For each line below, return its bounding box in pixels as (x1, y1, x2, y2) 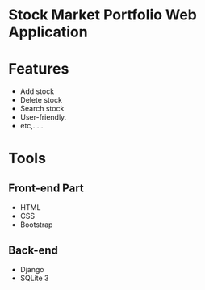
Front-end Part (8, 181, 85, 195)
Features (8, 60, 69, 78)
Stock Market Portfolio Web (8, 6, 198, 24)
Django (19, 264, 44, 274)
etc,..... (19, 121, 44, 131)
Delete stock (19, 95, 63, 105)
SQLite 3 (19, 273, 49, 283)
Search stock (19, 103, 65, 114)
